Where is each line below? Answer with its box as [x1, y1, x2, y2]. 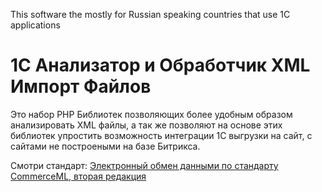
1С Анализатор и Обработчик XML [10, 54, 311, 77]
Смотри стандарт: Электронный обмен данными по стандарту [10, 159, 279, 171]
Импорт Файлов [10, 75, 152, 98]
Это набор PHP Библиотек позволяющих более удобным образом [10, 108, 293, 120]
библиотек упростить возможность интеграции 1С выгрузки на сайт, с [10, 129, 313, 141]
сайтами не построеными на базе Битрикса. [10, 140, 201, 152]
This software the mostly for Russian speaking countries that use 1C [10, 9, 291, 20]
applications [10, 19, 61, 31]
